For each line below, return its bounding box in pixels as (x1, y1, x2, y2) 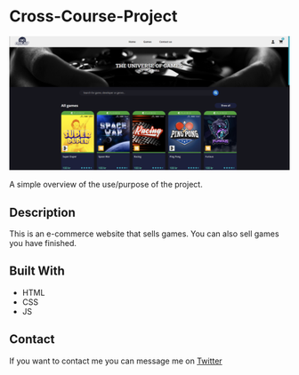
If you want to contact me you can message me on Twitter (9, 355, 222, 366)
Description (9, 204, 76, 219)
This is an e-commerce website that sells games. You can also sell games (9, 228, 279, 239)
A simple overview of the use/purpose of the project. (9, 180, 203, 190)
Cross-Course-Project (9, 6, 178, 27)
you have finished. (9, 237, 77, 248)
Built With (9, 264, 65, 279)
